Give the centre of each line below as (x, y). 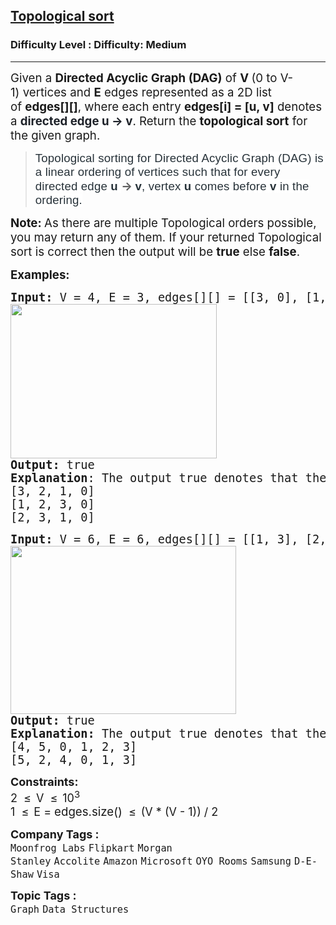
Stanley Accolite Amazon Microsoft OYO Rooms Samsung (151, 861)
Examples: (40, 275)
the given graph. (55, 135)
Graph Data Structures (70, 909)
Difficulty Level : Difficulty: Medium (98, 45)
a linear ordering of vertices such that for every (157, 171)
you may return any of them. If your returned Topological (166, 237)
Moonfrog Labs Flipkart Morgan (91, 848)
